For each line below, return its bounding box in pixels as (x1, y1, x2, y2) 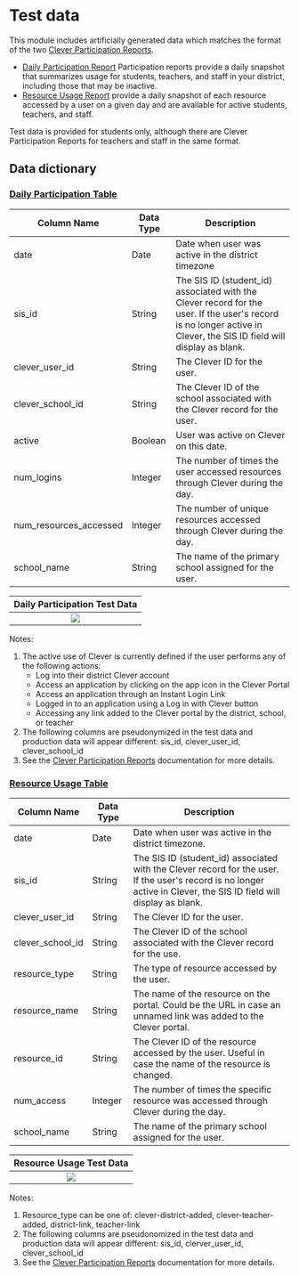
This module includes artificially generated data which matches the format (9, 35, 282, 45)
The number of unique (175, 502, 270, 515)
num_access (13, 1094, 67, 1107)
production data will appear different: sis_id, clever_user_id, (21, 736, 241, 746)
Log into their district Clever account (35, 670, 170, 680)
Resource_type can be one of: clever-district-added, (21, 1209, 215, 1220)
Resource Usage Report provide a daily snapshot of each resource (21, 90, 267, 101)
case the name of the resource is (133, 1057, 271, 1069)
